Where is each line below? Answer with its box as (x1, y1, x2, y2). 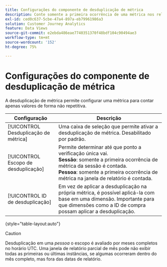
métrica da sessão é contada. (58, 162, 128, 169)
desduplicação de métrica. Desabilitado (58, 129, 151, 136)
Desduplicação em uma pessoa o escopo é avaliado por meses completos (5, 240, 158, 246)
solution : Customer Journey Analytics (5, 21, 85, 26)
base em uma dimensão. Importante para (58, 195, 155, 202)
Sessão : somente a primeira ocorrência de (58, 156, 158, 163)
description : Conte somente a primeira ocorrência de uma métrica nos (5, 12, 155, 17)
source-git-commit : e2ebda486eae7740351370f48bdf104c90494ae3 (5, 30, 137, 35)
